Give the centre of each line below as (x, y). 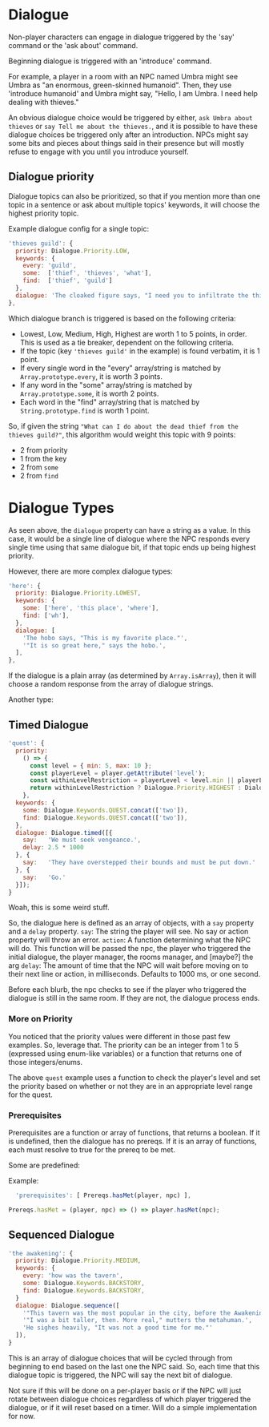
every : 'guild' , (50, 266)
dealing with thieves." (44, 102)
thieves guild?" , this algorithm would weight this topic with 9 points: (122, 434)
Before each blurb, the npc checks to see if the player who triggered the (127, 990)
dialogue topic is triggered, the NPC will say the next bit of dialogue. (120, 1375)
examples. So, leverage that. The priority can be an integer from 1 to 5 (123, 1045)
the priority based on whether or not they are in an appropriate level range (131, 1086)
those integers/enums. (45, 1062)
